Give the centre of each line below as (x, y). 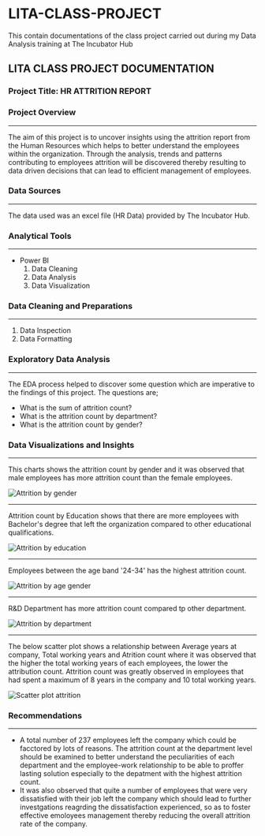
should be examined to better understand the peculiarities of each (127, 757)
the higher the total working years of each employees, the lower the (118, 663)
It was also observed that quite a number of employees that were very (133, 790)
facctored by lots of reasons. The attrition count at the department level (136, 748)
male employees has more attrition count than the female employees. (120, 478)
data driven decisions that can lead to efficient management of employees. (130, 170)
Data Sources (35, 191)
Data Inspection (45, 330)
